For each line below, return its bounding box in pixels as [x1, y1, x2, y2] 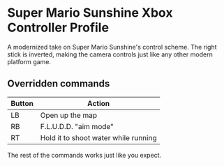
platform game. [7, 57, 51, 66]
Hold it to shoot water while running [40, 133, 157, 142]
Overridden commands [7, 78, 110, 90]
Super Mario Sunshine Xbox [7, 5, 173, 21]
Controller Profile [7, 20, 110, 36]
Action [87, 98, 110, 108]
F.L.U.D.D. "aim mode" [40, 121, 114, 131]
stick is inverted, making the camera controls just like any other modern [7, 50, 213, 59]
